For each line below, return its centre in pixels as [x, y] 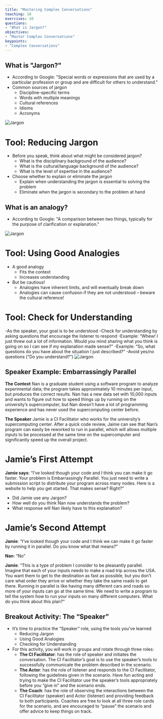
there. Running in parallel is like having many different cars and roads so [77, 586]
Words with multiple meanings [50, 98]
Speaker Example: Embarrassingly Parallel [71, 372]
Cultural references [39, 103]
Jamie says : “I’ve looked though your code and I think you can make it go [79, 473]
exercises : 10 [19, 18]
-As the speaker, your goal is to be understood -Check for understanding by [81, 331]
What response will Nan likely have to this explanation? [67, 508]
